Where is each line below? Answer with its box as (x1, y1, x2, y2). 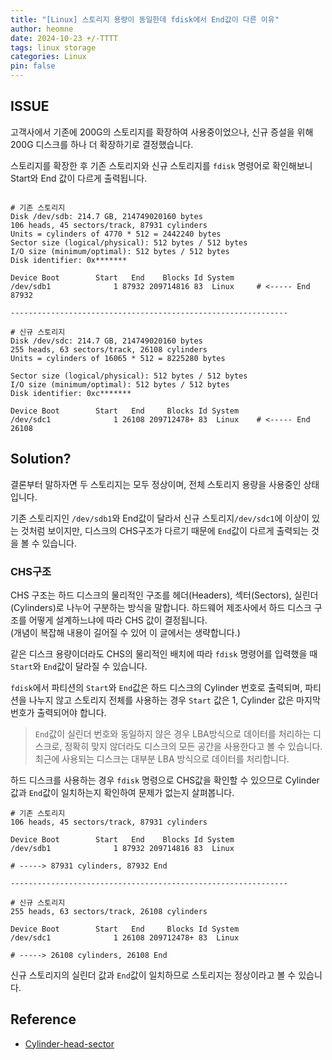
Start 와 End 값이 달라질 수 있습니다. (10, 660, 148, 672)
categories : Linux (10, 52, 87, 62)
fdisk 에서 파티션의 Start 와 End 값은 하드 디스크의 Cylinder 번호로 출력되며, (10, 681, 303, 693)
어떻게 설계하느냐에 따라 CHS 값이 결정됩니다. (28, 614, 208, 626)
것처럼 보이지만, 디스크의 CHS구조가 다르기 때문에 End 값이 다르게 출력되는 (20, 524, 309, 536)
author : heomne (10, 24, 74, 34)
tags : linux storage (10, 42, 97, 53)
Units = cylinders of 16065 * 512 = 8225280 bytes (10, 353, 226, 363)
